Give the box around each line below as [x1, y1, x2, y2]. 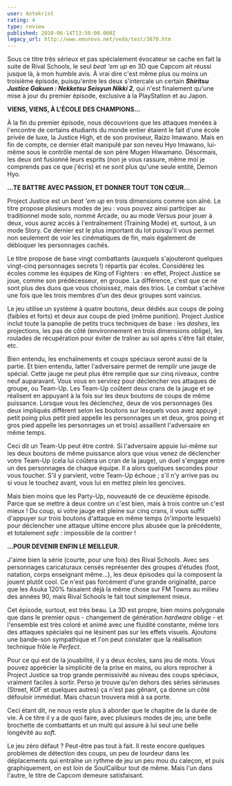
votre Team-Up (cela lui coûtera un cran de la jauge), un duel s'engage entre [7, 456, 225, 465]
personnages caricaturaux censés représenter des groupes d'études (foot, [7, 563, 220, 571]
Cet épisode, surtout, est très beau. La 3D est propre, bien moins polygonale [7, 606, 225, 614]
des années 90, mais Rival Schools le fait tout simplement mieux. [7, 593, 192, 601]
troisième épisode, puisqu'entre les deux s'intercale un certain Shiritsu [7, 77, 209, 85]
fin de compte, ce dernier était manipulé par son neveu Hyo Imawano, [7, 141, 206, 149]
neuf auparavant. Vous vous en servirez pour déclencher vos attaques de [7, 377, 216, 385]
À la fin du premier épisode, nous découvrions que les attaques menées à [7, 118, 217, 127]
